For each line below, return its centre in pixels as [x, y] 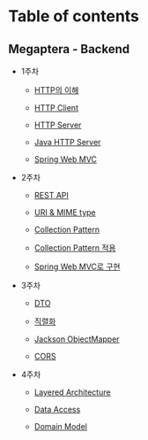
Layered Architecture [72, 392]
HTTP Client [56, 108]
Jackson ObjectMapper [77, 339]
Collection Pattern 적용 [75, 248]
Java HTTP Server [67, 142]
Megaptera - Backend [69, 49]
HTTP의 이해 [56, 90]
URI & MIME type [65, 212]
